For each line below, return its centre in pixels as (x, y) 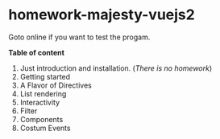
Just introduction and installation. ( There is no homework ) (116, 68)
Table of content (36, 52)
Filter (29, 111)
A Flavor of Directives (56, 85)
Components (42, 119)
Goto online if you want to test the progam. (79, 37)
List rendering (43, 93)
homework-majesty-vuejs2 (102, 15)
